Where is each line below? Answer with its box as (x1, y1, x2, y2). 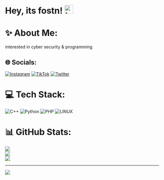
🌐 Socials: (5, 58, 37, 66)
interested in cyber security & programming (5, 44, 93, 50)
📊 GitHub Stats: (5, 127, 72, 138)
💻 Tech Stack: (5, 89, 65, 100)
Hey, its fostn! (5, 5, 63, 17)
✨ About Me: (5, 27, 58, 39)
